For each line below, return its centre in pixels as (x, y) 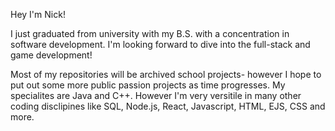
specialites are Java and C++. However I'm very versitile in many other (156, 95)
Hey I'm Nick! (38, 14)
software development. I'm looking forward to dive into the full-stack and (160, 44)
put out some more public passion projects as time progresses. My (148, 85)
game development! (51, 55)
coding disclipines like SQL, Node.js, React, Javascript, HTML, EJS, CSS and (168, 106)
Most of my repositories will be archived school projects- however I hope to (166, 74)
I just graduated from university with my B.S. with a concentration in (150, 33)
